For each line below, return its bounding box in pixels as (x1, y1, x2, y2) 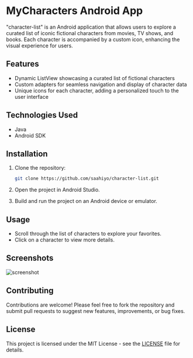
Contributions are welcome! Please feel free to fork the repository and (6, 301, 175, 308)
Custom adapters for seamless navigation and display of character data (14, 81, 187, 88)
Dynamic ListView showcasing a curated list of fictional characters (14, 74, 175, 81)
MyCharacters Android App (6, 4, 143, 18)
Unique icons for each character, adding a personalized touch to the (14, 87, 180, 94)
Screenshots (6, 253, 54, 263)
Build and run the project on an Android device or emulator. (14, 198, 158, 205)
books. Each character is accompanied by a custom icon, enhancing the (6, 36, 180, 43)
